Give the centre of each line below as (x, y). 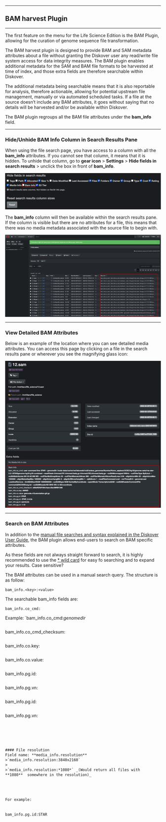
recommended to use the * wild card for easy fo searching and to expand (80, 560)
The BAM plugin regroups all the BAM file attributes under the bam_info (78, 117)
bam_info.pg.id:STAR (26, 814)
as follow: (15, 580)
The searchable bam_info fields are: (41, 599)
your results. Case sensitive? (34, 565)
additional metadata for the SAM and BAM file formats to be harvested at (79, 66)
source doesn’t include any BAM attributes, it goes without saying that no (80, 102)
